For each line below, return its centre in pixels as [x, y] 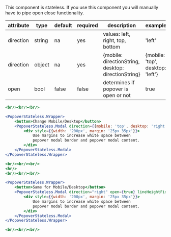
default [63, 25]
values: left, [117, 34]
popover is [116, 89]
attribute [19, 25]
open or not [117, 95]
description [122, 25]
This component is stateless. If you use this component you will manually [82, 7]
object [42, 65]
